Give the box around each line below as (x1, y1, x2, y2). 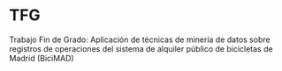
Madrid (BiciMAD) (9, 53, 74, 63)
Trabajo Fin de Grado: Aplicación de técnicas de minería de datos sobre (9, 34, 271, 45)
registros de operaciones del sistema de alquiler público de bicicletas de (9, 43, 273, 53)
